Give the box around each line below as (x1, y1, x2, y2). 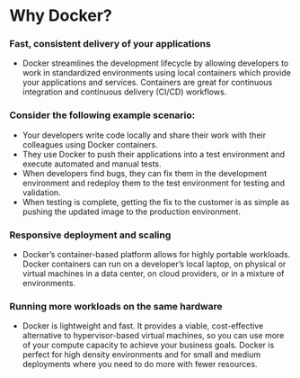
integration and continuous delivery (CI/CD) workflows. (22, 86, 227, 97)
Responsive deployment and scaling (9, 229, 172, 241)
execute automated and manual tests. (22, 158, 162, 169)
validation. (22, 186, 61, 198)
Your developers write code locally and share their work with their (22, 130, 267, 140)
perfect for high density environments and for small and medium (22, 349, 261, 360)
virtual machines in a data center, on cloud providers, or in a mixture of (22, 268, 285, 279)
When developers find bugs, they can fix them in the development (22, 167, 268, 178)
